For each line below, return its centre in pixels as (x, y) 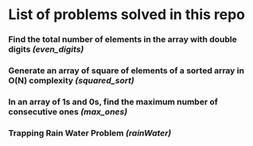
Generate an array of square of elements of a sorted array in (127, 71)
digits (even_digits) (46, 49)
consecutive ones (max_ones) (68, 111)
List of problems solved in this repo (127, 15)
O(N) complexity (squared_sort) (72, 81)
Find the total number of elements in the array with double (123, 40)
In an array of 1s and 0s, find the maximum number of (113, 102)
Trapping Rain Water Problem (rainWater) (90, 133)
